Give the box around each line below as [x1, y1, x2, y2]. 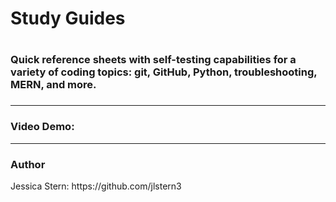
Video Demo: [10, 120, 75, 134]
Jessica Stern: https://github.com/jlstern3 [10, 180, 182, 192]
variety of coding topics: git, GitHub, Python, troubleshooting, [10, 65, 318, 79]
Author [10, 157, 46, 171]
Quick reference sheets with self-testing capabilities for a [10, 53, 297, 67]
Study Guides [10, 7, 126, 30]
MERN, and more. [10, 78, 97, 92]
